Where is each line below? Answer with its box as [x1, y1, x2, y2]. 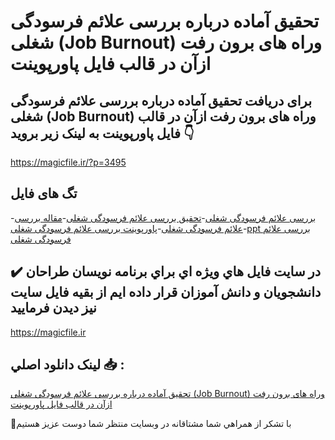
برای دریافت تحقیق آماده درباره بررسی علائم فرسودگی [10, 92, 312, 109]
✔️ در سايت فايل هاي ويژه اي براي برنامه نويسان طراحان [10, 263, 322, 280]
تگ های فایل [10, 185, 78, 202]
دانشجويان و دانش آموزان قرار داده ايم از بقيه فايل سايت [10, 284, 322, 301]
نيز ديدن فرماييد [10, 300, 97, 317]
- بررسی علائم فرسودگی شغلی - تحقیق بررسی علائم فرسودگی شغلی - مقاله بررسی [10, 211, 317, 224]
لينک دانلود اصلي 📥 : [10, 356, 125, 374]
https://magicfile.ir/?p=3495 [10, 156, 127, 168]
